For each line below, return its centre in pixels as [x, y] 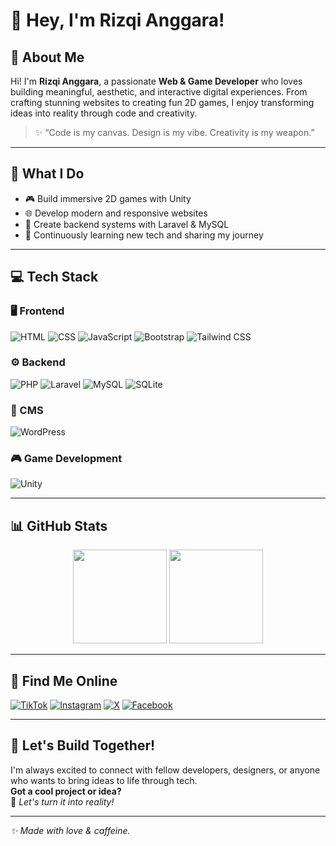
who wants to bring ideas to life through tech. [104, 780]
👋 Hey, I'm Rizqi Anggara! [117, 20]
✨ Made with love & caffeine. [70, 830]
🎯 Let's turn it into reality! [62, 801]
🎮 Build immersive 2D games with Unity [108, 198]
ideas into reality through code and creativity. [104, 113]
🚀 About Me [47, 57]
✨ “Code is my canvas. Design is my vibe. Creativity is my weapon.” [174, 132]
